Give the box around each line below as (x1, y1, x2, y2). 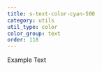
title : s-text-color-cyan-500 (7, 10, 96, 18)
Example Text (7, 56, 47, 64)
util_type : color (7, 23, 58, 30)
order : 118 (7, 37, 39, 44)
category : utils (7, 17, 54, 24)
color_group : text (7, 30, 61, 37)
